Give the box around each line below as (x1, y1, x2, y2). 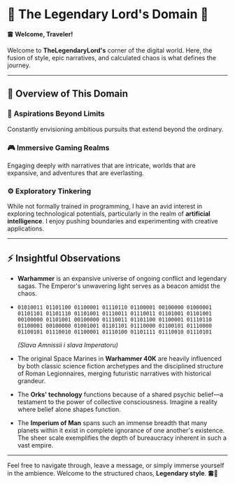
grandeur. (17, 377, 46, 385)
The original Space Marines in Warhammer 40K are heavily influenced (17, 354, 222, 363)
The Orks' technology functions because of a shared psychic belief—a (17, 390, 224, 399)
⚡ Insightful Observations (7, 252, 121, 264)
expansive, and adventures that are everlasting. (7, 168, 145, 177)
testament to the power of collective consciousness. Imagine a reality (17, 398, 218, 406)
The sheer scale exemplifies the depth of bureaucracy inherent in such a (17, 434, 227, 442)
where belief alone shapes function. (17, 406, 121, 414)
